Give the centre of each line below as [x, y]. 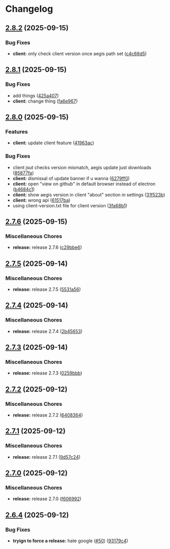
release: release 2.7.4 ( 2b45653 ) [48, 331]
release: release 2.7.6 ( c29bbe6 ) [47, 247]
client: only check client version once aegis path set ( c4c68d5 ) [80, 53]
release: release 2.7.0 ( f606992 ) [47, 499]
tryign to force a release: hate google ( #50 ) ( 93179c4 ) [70, 541]
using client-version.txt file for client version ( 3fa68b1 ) [70, 205]
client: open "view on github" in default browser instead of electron [84, 184]
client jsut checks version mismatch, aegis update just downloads [82, 167]
